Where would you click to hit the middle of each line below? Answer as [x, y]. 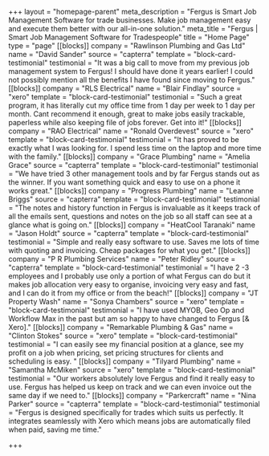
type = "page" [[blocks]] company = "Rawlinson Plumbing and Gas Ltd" [127, 46]
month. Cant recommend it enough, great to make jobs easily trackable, [127, 114]
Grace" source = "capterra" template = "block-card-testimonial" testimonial [133, 165]
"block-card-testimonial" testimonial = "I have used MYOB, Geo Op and [126, 310]
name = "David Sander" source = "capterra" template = [100, 54]
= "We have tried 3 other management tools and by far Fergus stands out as [134, 173]
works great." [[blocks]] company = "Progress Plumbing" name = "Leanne [131, 191]
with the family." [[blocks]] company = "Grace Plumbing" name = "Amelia [129, 157]
